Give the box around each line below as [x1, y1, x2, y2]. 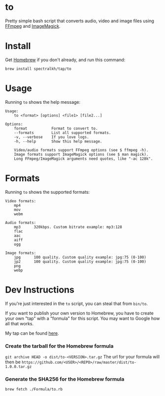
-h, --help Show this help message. [14, 139, 102, 144]
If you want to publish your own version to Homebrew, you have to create [5, 310, 154, 316]
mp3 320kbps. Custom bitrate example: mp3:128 [14, 224, 122, 229]
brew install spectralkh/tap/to [5, 66, 71, 71]
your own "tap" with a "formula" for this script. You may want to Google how [5, 315, 160, 321]
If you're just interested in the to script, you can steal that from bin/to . [5, 301, 148, 307]
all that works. [5, 320, 34, 326]
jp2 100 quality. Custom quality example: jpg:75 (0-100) [14, 259, 147, 264]
